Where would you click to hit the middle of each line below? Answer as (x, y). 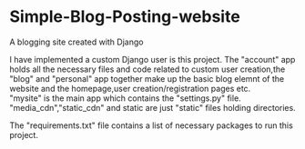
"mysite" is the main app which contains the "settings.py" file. (125, 98)
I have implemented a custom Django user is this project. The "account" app (152, 59)
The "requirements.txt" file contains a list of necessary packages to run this (151, 125)
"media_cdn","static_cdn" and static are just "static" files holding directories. (152, 107)
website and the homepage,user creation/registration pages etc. (130, 88)
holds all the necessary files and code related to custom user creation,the (147, 69)
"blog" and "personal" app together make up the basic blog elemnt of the (147, 78)
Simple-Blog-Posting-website (125, 17)
